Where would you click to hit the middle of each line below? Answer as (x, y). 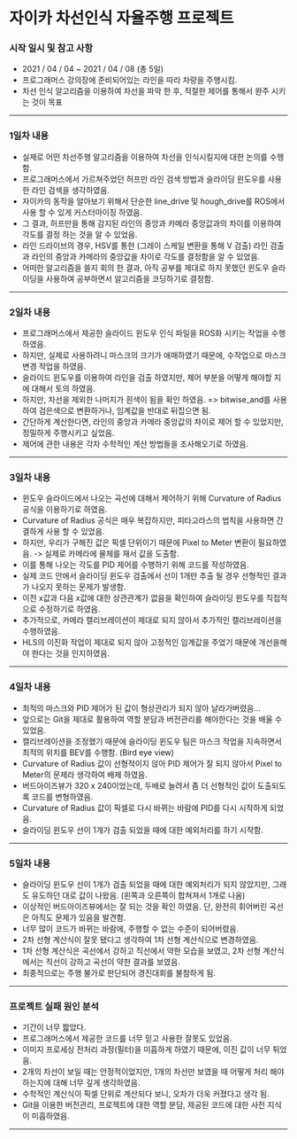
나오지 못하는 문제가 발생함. (79, 587)
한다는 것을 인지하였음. (71, 653)
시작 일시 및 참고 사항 (51, 48)
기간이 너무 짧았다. (54, 1027)
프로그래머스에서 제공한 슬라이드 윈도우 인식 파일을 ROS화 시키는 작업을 (145, 333)
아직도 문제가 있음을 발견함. (79, 917)
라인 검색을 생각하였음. (71, 190)
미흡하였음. (51, 1116)
